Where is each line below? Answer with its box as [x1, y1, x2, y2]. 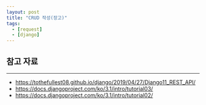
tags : [6, 20, 20, 26]
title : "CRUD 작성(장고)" [6, 15, 67, 21]
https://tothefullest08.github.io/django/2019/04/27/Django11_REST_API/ [15, 78, 196, 86]
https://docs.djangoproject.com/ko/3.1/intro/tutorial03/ [15, 85, 153, 92]
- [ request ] [12, 26, 43, 33]
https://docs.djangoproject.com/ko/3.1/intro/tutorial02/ [15, 91, 153, 99]
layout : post [6, 9, 40, 15]
